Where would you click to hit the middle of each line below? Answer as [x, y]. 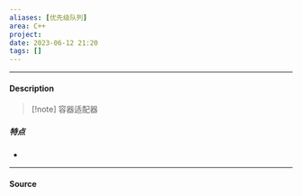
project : [26, 34]
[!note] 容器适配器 [65, 110]
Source [23, 183]
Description [32, 88]
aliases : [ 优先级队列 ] [49, 18]
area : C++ [28, 26]
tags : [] [26, 51]
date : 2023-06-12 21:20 [54, 43]
